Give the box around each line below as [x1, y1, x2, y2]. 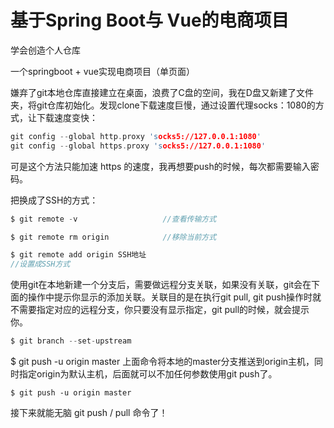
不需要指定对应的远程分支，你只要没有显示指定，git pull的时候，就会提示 [10, 304, 310, 316]
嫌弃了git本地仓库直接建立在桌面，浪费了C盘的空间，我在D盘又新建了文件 [10, 86, 314, 98]
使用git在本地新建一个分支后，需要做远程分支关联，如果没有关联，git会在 [10, 279, 312, 291]
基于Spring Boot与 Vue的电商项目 [10, 9, 290, 32]
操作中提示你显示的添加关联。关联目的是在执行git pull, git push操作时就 [27, 291, 322, 303]
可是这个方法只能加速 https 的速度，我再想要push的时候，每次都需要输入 [10, 160, 311, 172]
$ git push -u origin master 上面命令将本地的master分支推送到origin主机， [10, 356, 315, 368]
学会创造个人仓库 [10, 44, 81, 56]
